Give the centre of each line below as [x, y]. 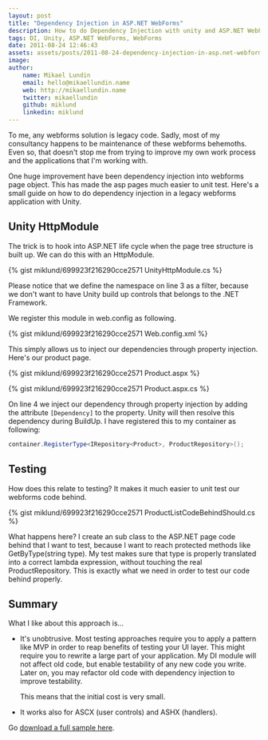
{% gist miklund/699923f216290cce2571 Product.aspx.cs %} [109, 388]
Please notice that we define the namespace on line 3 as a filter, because [128, 286]
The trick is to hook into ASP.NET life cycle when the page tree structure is [131, 246]
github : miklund [50, 105]
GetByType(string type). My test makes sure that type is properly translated [132, 554]
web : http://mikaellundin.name [75, 90]
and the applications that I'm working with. [78, 160]
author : [21, 68]
